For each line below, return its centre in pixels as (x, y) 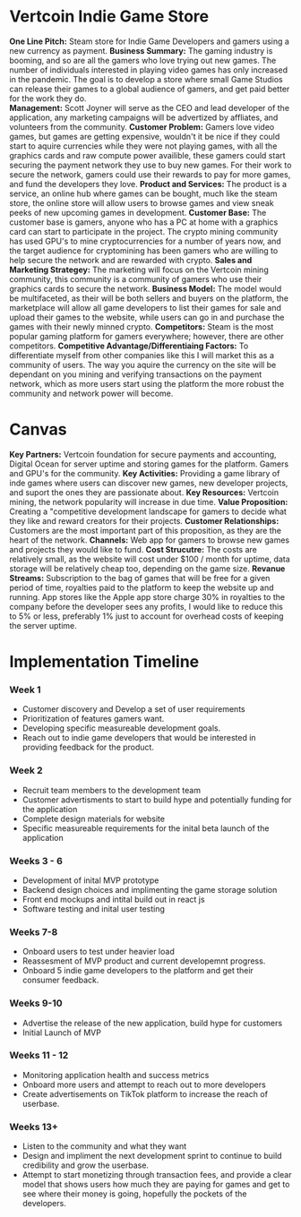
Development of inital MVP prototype (90, 880)
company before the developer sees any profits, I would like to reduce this (146, 606)
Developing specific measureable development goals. (121, 728)
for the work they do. (48, 98)
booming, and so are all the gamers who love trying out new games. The (143, 60)
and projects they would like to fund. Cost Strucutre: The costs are (133, 549)
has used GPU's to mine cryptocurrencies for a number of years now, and (146, 241)
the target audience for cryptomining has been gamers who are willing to (144, 250)
